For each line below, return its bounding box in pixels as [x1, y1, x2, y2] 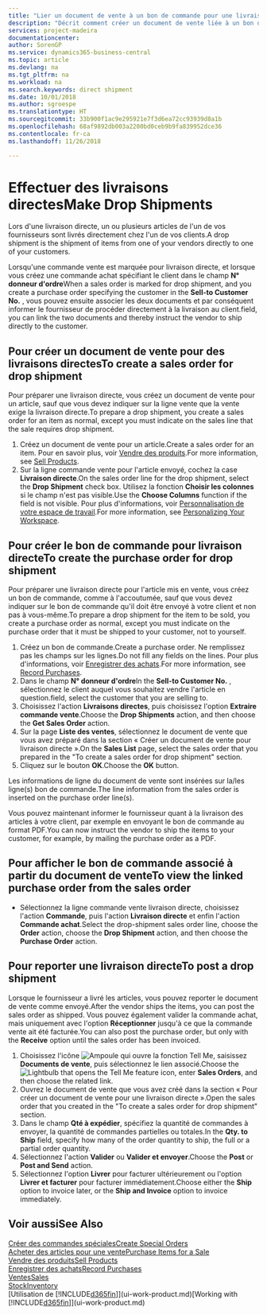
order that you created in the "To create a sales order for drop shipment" [19, 1101, 258, 1111]
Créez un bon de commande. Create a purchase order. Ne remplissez [19, 642, 246, 652]
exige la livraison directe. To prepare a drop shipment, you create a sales [8, 407, 245, 417]
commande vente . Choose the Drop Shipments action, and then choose [19, 710, 256, 720]
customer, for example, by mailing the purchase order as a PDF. [8, 834, 217, 844]
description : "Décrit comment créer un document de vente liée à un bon [8, 19, 254, 27]
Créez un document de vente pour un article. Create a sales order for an [19, 440, 254, 449]
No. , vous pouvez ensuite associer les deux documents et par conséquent [8, 296, 254, 306]
